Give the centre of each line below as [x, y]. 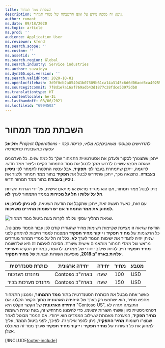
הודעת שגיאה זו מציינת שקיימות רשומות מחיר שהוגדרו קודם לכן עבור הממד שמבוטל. [82, 228]
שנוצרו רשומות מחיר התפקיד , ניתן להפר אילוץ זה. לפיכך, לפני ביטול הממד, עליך [79, 320]
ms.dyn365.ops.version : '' [33, 74]
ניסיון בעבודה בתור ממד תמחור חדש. [40, 179]
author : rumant [21, 19]
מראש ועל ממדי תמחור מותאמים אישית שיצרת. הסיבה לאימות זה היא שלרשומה [78, 243]
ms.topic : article [24, 28]
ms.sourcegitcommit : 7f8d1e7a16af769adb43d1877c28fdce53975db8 [71, 87]
